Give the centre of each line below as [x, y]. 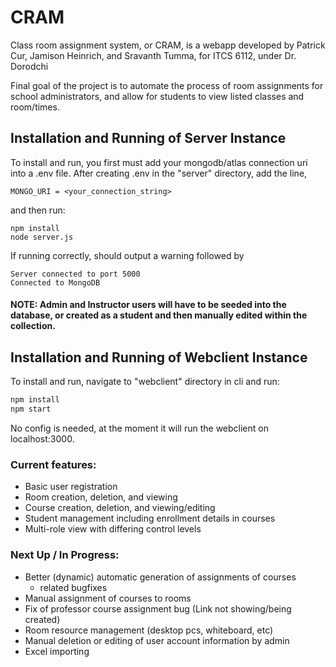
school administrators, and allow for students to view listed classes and [157, 96]
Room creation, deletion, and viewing [101, 497]
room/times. [35, 107]
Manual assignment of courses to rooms [108, 598]
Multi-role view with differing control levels [113, 529]
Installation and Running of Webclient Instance [159, 357]
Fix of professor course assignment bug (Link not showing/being [158, 608]
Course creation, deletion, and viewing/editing [120, 508]
